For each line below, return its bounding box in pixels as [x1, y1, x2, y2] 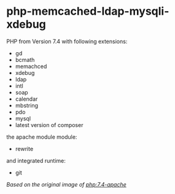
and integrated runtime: [6, 157, 66, 164]
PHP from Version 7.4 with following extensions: [6, 37, 128, 45]
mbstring [15, 101, 39, 109]
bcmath [15, 56, 35, 63]
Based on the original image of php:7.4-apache [6, 180, 127, 188]
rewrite [15, 145, 34, 152]
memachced [15, 63, 47, 70]
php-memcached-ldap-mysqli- [6, 4, 169, 18]
